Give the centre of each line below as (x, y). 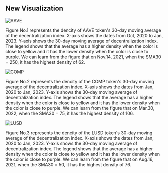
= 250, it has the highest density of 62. (45, 62)
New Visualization (34, 8)
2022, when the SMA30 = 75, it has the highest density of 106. (70, 113)
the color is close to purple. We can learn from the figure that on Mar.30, (80, 108)
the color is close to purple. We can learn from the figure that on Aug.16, (79, 159)
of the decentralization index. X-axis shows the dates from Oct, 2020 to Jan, (84, 35)
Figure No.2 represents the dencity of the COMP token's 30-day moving (80, 81)
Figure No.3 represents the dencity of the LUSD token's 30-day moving (79, 133)
